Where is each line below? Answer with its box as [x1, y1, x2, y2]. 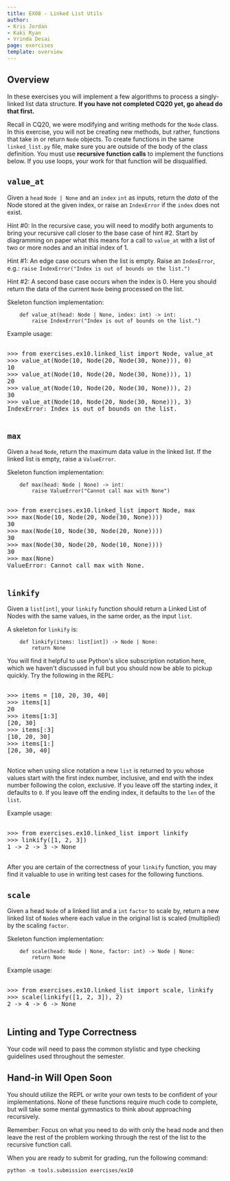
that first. [7, 107, 35, 115]
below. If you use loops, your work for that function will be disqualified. [7, 156, 208, 165]
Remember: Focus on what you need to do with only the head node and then [7, 1125, 224, 1133]
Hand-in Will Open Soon [7, 1072, 113, 1084]
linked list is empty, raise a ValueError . [7, 455, 117, 463]
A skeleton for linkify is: [7, 625, 78, 634]
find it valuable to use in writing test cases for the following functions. [7, 870, 204, 879]
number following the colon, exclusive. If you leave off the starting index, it [7, 781, 218, 789]
